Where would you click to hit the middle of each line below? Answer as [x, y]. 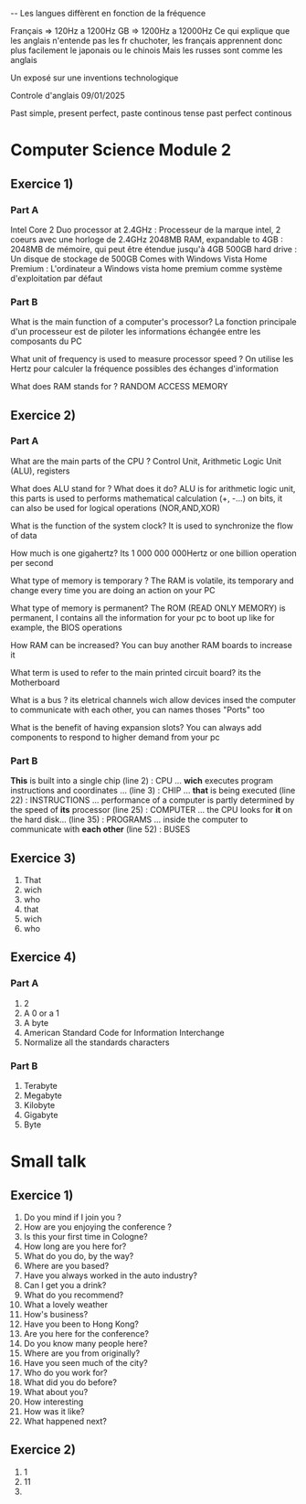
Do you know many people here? [85, 1343]
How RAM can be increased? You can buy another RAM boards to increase [152, 645]
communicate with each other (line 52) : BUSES [100, 829]
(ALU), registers [41, 471]
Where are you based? [66, 1265]
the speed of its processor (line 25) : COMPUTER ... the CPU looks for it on [152, 810]
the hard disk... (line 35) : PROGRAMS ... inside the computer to [129, 820]
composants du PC [46, 341]
